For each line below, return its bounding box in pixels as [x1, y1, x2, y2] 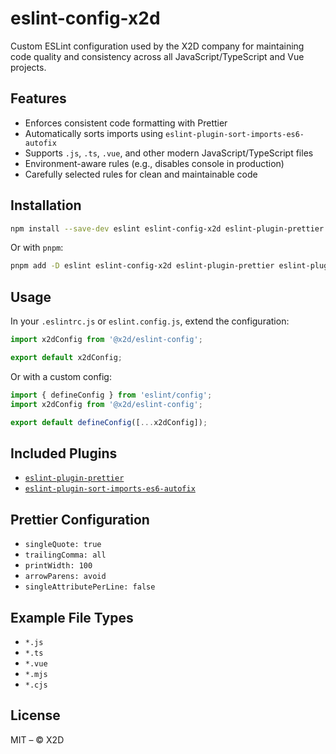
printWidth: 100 [24, 561, 93, 571]
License [10, 707, 61, 724]
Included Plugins [10, 445, 118, 462]
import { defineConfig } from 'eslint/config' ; [10, 390, 213, 400]
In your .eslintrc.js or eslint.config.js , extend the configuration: [10, 315, 290, 327]
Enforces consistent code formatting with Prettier [24, 117, 228, 129]
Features [10, 90, 67, 107]
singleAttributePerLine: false [24, 582, 156, 592]
